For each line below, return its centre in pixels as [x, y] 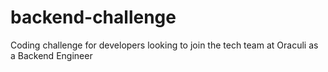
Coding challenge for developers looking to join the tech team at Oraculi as [164, 45]
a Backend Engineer [51, 55]
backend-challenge [93, 17]
